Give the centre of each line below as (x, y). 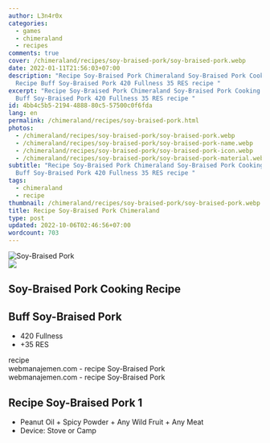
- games (29, 31)
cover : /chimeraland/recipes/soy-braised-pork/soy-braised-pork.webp (127, 61)
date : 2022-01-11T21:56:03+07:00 (64, 68)
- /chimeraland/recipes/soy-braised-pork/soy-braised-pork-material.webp (141, 158)
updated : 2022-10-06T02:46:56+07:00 (70, 226)
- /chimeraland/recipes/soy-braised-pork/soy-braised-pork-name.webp (134, 143)
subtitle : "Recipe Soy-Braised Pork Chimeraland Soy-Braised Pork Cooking (136, 166)
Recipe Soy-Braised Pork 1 (76, 402)
